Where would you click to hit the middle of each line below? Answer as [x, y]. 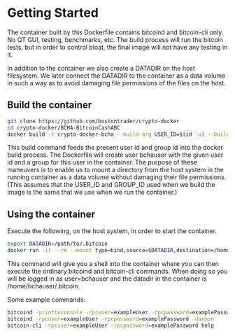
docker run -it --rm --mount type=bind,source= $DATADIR [90, 251]
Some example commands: [47, 300]
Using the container [51, 214]
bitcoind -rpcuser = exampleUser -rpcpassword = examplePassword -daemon [111, 319]
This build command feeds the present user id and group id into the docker [115, 148]
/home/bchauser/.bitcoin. [44, 286]
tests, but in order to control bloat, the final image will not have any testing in [117, 47]
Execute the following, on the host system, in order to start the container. [112, 231]
